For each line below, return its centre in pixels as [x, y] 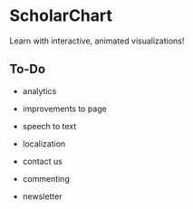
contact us [43, 161]
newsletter [42, 196]
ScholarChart [61, 16]
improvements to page [64, 109]
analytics [39, 90]
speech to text [49, 126]
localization [44, 143]
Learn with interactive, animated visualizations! [97, 41]
